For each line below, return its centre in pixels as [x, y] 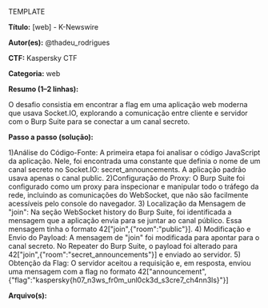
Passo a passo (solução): [51, 137]
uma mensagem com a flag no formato [72, 272]
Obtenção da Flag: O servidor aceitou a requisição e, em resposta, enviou [130, 263]
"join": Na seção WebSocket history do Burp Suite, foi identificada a [120, 212]
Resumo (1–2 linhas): [43, 89]
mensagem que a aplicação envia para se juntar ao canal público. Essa [125, 220]
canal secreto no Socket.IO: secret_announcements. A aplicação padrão [127, 170]
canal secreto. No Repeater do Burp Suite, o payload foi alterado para [123, 246]
